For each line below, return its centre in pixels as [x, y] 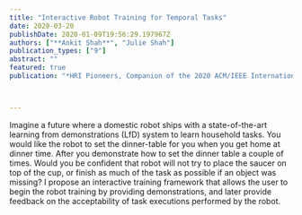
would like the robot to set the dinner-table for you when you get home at [145, 143]
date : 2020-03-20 [42, 26]
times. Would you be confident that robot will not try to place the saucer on [148, 163]
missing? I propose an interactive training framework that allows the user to [149, 182]
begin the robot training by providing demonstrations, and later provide [141, 191]
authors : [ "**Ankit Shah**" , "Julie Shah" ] [92, 43]
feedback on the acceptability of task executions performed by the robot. [145, 201]
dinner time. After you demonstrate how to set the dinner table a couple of [147, 153]
